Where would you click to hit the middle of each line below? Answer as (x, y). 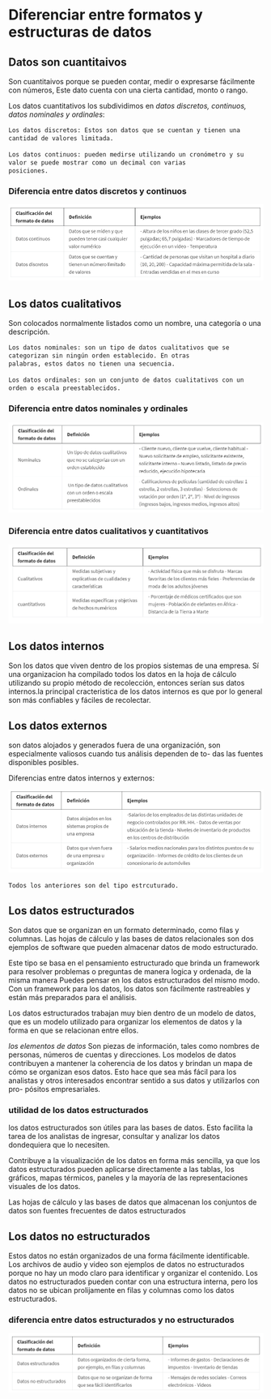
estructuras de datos (80, 32)
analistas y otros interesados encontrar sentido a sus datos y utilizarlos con (134, 1080)
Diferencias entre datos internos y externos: (82, 778)
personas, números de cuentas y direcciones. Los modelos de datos (123, 1055)
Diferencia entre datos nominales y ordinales (98, 409)
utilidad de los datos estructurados (78, 1110)
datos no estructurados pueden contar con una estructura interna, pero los (133, 1281)
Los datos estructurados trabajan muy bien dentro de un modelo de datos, (132, 1013)
